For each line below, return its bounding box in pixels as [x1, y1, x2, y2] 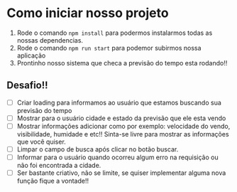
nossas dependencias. [16, 36, 83, 44]
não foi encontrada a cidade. [16, 161, 101, 170]
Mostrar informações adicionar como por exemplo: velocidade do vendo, [16, 122, 231, 130]
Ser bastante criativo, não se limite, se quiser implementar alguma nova [16, 169, 226, 177]
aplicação [16, 51, 46, 60]
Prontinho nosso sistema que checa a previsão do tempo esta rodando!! [16, 58, 228, 67]
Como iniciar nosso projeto [6, 5, 169, 21]
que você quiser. [16, 137, 67, 146]
